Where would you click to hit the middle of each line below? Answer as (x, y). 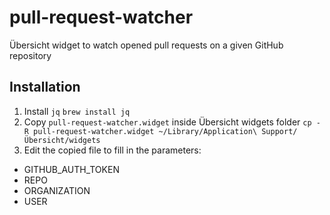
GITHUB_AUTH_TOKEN (71, 169)
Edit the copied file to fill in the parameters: (112, 150)
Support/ (279, 131)
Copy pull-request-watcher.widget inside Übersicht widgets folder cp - (172, 122)
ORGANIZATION (57, 190)
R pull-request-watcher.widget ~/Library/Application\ (140, 131)
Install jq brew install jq (77, 111)
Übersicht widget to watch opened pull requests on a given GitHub (146, 45)
